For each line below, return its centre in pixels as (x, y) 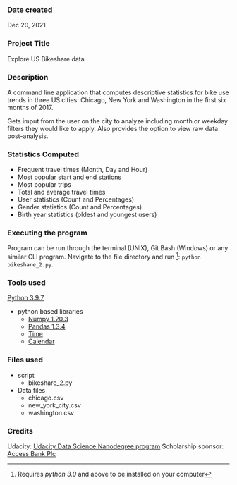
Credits (20, 431)
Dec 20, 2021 (26, 25)
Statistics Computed (43, 154)
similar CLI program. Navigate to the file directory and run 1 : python (104, 257)
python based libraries (50, 312)
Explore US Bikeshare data (46, 59)
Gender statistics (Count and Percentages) (80, 207)
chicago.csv (46, 398)
